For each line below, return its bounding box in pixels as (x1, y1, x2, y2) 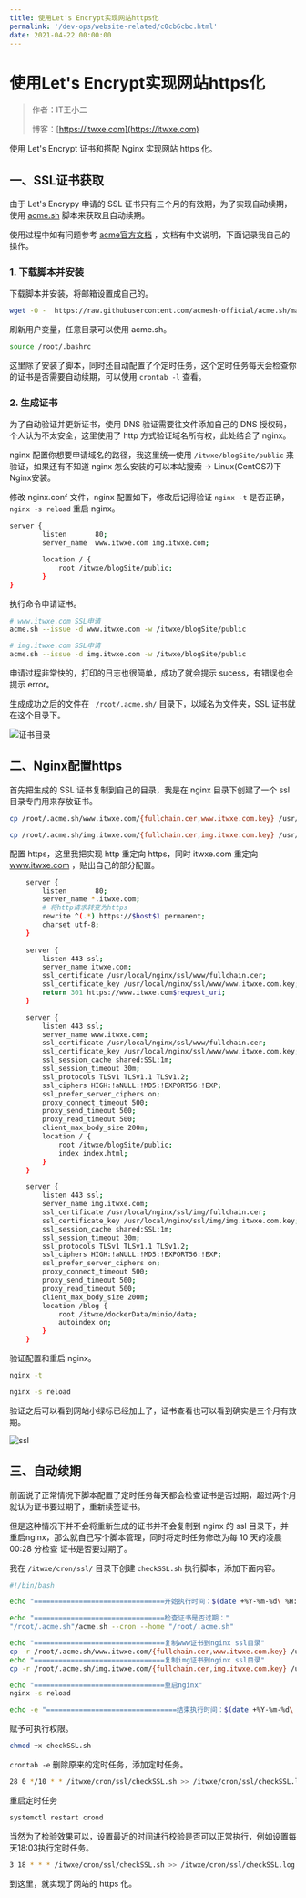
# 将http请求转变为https (42, 903, 128, 913)
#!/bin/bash (9, 1580, 55, 1589)
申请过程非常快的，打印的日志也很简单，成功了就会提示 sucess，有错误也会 (9, 667, 294, 678)
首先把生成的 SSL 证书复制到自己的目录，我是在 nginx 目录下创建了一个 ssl (9, 784, 290, 795)
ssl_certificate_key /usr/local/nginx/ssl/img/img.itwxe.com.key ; (42, 1216, 300, 1225)
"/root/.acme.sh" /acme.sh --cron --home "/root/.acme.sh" (9, 1622, 234, 1631)
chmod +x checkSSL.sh (9, 1741, 92, 1751)
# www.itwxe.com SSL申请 (9, 616, 101, 625)
